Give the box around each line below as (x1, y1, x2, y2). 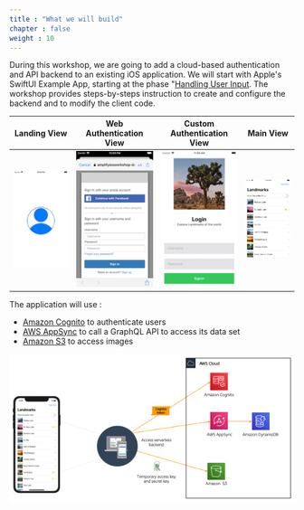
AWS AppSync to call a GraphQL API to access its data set (22, 326, 241, 336)
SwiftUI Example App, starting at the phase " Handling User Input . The (9, 79, 269, 90)
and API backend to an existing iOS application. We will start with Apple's (9, 69, 282, 80)
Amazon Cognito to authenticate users (22, 316, 166, 327)
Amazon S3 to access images (22, 335, 134, 346)
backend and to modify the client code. (9, 98, 156, 109)
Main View (247, 127, 290, 138)
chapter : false (9, 24, 71, 33)
